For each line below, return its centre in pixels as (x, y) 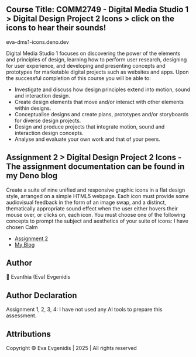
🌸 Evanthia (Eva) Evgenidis (38, 277)
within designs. (33, 108)
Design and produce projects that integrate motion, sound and (90, 126)
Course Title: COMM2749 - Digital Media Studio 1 (97, 10)
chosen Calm (22, 227)
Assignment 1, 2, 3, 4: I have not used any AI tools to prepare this (84, 310)
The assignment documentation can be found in (95, 167)
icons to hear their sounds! (56, 28)
